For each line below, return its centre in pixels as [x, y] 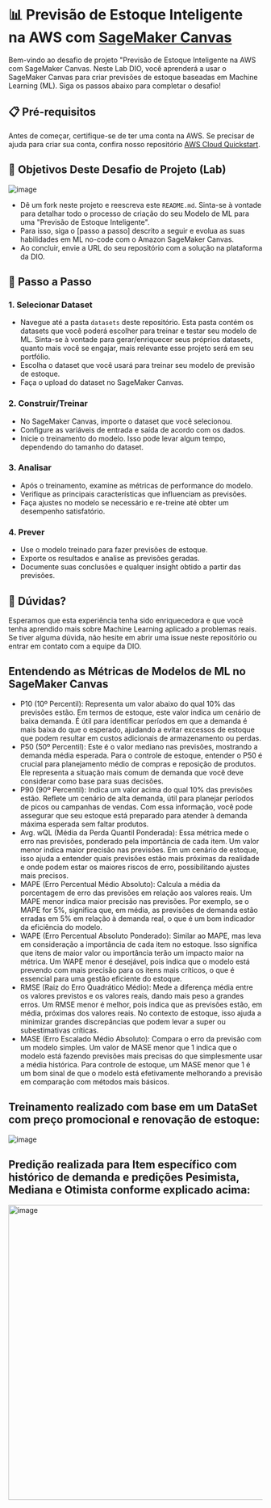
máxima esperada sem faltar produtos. [84, 824]
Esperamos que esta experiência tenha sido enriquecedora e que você [126, 620]
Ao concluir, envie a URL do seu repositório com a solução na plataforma [141, 247]
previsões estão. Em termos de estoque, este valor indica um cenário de [140, 712]
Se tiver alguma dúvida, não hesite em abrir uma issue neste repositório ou [133, 637]
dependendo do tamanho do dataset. [81, 447]
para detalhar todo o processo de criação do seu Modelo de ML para [135, 213]
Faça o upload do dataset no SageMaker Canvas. [102, 382]
